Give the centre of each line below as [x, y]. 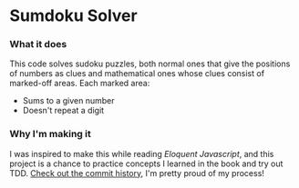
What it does [38, 45]
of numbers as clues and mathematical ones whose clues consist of [137, 74]
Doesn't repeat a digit [63, 111]
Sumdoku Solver [74, 16]
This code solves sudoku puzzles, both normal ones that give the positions [150, 64]
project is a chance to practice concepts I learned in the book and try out [146, 163]
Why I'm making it [50, 134]
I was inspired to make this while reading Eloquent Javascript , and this [142, 153]
